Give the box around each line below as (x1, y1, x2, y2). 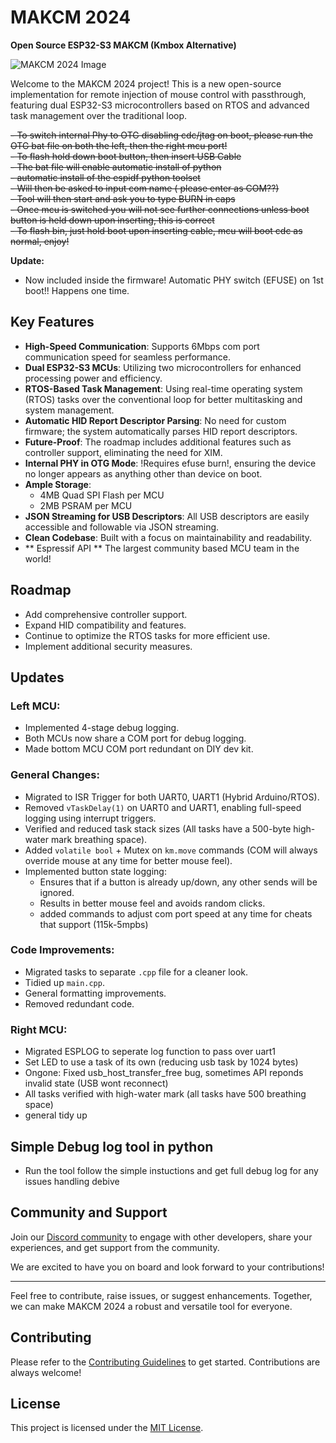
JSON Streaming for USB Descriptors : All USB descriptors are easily (24, 510, 310, 522)
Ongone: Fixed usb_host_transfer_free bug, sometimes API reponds (24, 1067, 304, 1079)
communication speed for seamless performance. (24, 351, 231, 363)
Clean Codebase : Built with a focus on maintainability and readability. (24, 531, 313, 543)
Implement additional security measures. (24, 640, 193, 652)
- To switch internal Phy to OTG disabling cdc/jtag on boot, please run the (10, 129, 313, 141)
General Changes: (10, 768, 100, 782)
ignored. (39, 886, 75, 898)
